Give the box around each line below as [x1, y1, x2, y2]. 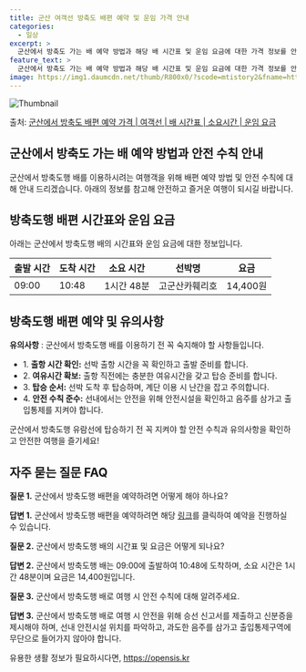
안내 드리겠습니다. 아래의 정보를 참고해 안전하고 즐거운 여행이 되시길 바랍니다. [18, 183, 294, 194]
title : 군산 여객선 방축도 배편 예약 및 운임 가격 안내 [9, 13, 189, 23]
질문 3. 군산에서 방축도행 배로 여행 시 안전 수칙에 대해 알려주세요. [9, 591, 240, 602]
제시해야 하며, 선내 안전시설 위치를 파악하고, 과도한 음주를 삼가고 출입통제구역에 [9, 622, 291, 632]
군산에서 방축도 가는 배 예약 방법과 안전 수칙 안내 [9, 146, 264, 161]
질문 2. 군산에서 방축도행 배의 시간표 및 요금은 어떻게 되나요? [9, 541, 225, 552]
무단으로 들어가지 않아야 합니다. [9, 633, 122, 644]
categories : [9, 22, 55, 31]
